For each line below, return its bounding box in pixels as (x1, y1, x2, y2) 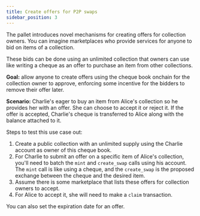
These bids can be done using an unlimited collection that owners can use (6, 55, 190, 62)
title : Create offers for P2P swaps (6, 8, 98, 15)
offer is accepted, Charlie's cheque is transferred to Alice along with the (6, 110, 184, 118)
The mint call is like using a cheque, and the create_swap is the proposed (14, 166, 195, 173)
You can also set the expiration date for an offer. (6, 202, 125, 210)
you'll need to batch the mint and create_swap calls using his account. (14, 159, 187, 166)
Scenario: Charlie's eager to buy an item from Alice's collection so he (6, 97, 178, 105)
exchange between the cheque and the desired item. (14, 172, 146, 179)
